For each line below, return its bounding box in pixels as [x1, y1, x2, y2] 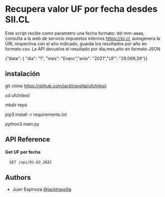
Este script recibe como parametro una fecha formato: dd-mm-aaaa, [5, 30, 145, 36]
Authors [5, 173, 31, 182]
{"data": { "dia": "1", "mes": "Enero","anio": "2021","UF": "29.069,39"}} [5, 55, 148, 61]
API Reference [5, 135, 50, 144]
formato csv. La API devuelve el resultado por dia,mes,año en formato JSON [5, 46, 161, 52]
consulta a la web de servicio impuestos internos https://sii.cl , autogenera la [5, 35, 161, 41]
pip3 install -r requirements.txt [5, 111, 67, 117]
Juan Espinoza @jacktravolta [12, 186, 72, 193]
